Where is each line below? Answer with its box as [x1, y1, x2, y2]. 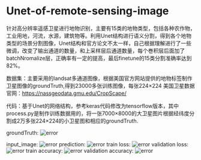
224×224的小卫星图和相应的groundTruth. [35, 117, 139, 124]
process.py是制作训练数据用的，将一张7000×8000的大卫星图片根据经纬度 [6, 109, 190, 117]
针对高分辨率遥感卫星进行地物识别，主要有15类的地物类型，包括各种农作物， [6, 24, 196, 32]
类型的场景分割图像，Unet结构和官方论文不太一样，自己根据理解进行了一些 [6, 39, 192, 47]
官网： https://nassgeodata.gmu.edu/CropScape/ [6, 90, 127, 97]
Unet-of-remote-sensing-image [6, 4, 169, 18]
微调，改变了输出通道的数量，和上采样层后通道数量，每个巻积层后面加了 [6, 47, 185, 54]
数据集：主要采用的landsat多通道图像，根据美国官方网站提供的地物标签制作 [6, 75, 193, 82]
